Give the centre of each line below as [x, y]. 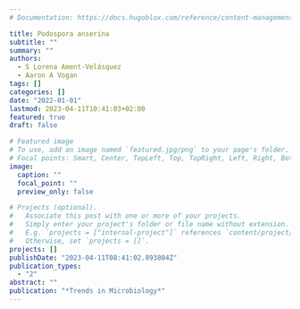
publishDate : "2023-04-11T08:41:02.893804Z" [93, 257]
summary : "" [31, 50]
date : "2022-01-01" [46, 100]
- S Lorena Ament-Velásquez [70, 67]
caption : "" [40, 175]
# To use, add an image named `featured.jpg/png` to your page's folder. [150, 150]
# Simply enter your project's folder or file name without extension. [150, 225]
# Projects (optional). [54, 208]
